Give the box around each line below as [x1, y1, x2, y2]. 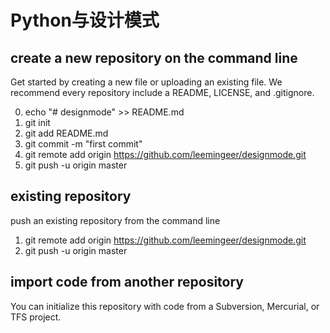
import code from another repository [10, 274, 244, 291]
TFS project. [10, 311, 62, 323]
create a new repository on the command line [10, 49, 298, 66]
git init [24, 117, 51, 128]
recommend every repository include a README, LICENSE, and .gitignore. [10, 87, 315, 98]
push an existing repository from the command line [10, 214, 221, 226]
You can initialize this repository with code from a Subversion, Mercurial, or [10, 300, 320, 312]
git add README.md [24, 127, 109, 139]
